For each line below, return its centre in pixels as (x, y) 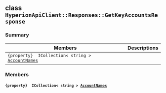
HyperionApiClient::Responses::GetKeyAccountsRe (82, 15)
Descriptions (143, 48)
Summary (17, 35)
